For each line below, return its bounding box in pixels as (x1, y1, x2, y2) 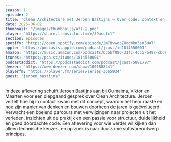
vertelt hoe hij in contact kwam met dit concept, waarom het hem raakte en (5, 98, 163, 104)
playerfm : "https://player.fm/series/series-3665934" (5, 69, 122, 74)
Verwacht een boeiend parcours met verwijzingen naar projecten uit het (5, 109, 156, 115)
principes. (5, 131, 26, 137)
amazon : (5, 50, 22, 55)
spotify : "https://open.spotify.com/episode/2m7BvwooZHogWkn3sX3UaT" (5, 41, 156, 46)
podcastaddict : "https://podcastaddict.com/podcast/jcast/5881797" (5, 60, 152, 65)
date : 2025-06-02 (5, 21, 42, 27)
